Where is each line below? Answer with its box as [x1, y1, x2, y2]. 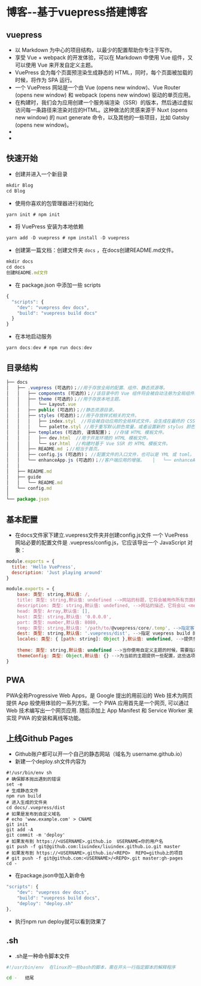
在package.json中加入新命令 [14, 872, 86, 879]
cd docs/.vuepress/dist [6, 805, 66, 811]
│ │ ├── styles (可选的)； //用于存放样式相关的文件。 [6, 413, 139, 419]
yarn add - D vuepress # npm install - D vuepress [6, 235, 130, 241]
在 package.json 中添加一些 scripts [14, 281, 101, 288]
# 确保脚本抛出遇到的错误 [6, 776, 61, 783]
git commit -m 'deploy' [6, 832, 66, 838]
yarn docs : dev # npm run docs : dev [6, 345, 93, 351]
